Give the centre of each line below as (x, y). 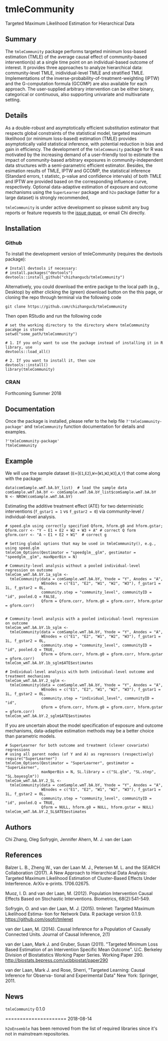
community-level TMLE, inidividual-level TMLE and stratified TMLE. (75, 73)
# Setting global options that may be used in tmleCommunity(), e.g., (81, 544)
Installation (23, 228)
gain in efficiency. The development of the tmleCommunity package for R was (84, 149)
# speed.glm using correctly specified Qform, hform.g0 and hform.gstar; (84, 526)
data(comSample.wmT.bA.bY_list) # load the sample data (66, 488)
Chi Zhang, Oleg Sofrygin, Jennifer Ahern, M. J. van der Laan (69, 839)
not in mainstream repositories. (37, 1033)
